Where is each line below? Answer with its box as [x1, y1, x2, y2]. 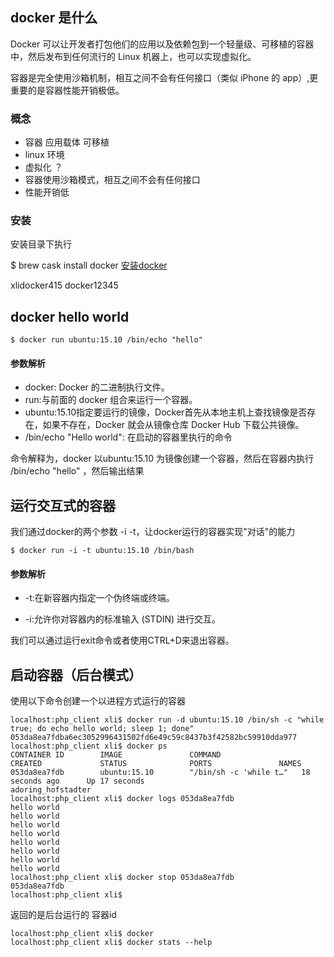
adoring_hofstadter [10, 785, 92, 795]
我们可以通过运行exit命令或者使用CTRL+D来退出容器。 [10, 634, 235, 647]
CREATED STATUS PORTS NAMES [10, 759, 302, 769]
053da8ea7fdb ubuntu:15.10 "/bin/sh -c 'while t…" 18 [10, 768, 311, 778]
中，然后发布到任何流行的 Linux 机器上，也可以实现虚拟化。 [10, 50, 257, 62]
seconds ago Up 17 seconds [10, 776, 145, 787]
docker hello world [10, 308, 130, 325]
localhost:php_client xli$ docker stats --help [10, 938, 213, 948]
